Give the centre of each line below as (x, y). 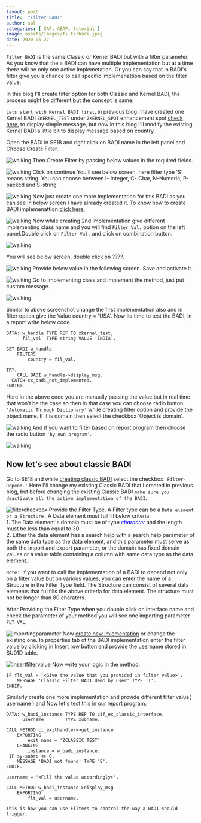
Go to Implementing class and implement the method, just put (108, 280)
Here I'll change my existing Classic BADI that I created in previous (111, 485)
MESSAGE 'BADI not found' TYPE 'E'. (63, 761)
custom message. (28, 286)
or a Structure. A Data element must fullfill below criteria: (79, 515)
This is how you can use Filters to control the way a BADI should (92, 809)
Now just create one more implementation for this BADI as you (109, 196)
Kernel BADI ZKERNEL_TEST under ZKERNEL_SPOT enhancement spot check (95, 118)
